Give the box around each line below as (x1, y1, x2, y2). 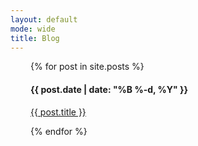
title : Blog (10, 33, 60, 43)
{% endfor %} (30, 125, 88, 137)
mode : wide (10, 24, 56, 34)
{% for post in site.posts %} (30, 61, 145, 73)
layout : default (10, 14, 78, 25)
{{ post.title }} (30, 106, 87, 118)
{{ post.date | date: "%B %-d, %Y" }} (30, 83, 189, 95)
